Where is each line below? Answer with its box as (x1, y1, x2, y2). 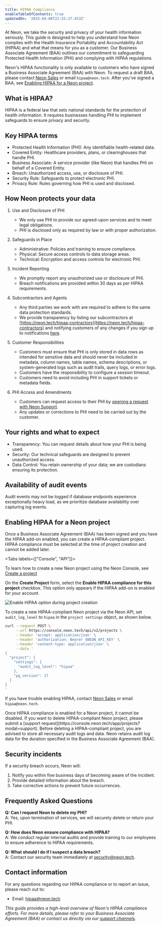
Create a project (5, 571, 37, 576)
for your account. (5, 590, 40, 596)
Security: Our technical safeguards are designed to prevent (12, 451, 131, 457)
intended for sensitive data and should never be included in (19, 354, 138, 360)
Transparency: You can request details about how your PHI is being (12, 441, 147, 447)
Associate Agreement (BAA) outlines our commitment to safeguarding (5, 50, 144, 56)
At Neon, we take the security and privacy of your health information (5, 30, 142, 35)
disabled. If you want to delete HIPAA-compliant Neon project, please (5, 715, 143, 721)
